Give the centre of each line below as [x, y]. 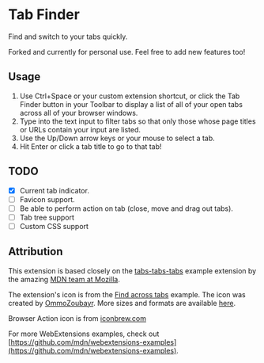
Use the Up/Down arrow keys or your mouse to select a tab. [117, 138]
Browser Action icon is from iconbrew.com [77, 318]
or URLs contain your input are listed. [80, 129]
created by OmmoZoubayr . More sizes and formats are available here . [122, 303]
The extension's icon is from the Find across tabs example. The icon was [127, 294]
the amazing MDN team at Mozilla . [64, 279]
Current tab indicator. [54, 190]
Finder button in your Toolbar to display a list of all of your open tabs [131, 104]
